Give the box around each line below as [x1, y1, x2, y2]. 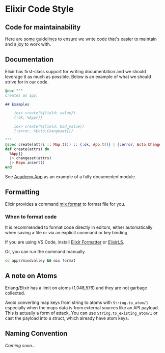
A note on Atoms [5, 272, 57, 280]
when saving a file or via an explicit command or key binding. [5, 230, 129, 236]
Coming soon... [5, 342, 36, 348]
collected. [5, 290, 26, 296]
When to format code [5, 213, 57, 220]
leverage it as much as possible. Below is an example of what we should [5, 74, 151, 80]
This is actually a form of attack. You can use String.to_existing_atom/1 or [5, 310, 158, 316]
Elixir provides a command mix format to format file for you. [5, 201, 126, 207]
